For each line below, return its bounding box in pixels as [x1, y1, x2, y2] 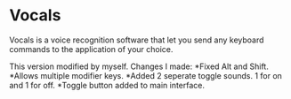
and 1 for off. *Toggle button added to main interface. [9, 80, 206, 90]
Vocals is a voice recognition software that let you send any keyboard [9, 34, 264, 45]
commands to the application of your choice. [9, 43, 174, 54]
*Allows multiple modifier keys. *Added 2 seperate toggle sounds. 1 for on [9, 70, 283, 80]
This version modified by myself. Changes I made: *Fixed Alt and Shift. [9, 61, 269, 72]
